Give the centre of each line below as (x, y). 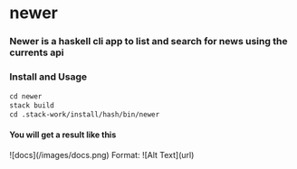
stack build (32, 106)
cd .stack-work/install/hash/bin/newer (85, 115)
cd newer (26, 97)
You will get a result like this (63, 135)
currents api (37, 52)
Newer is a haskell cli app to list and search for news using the (148, 42)
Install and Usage (48, 77)
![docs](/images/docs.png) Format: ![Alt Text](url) (102, 155)
